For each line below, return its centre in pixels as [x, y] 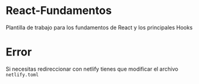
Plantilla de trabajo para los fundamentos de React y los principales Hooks [99, 27]
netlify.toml [22, 75]
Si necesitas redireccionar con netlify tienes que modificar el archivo [92, 69]
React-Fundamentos [59, 11]
